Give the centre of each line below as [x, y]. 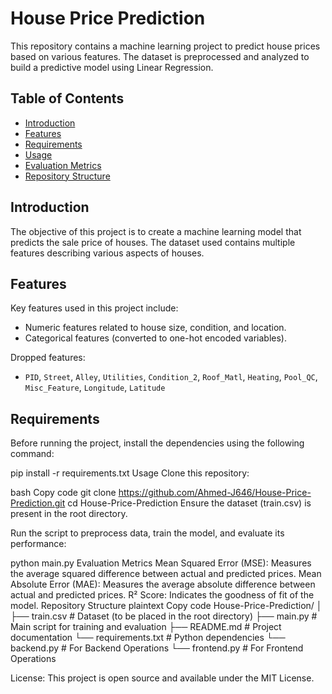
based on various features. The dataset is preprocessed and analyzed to [160, 56]
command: [32, 454]
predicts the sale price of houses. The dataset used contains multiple [153, 242]
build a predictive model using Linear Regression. [112, 67]
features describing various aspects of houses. [107, 253]
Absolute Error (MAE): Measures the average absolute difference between [163, 584]
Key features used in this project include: [94, 308]
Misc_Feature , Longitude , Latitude [95, 388]
